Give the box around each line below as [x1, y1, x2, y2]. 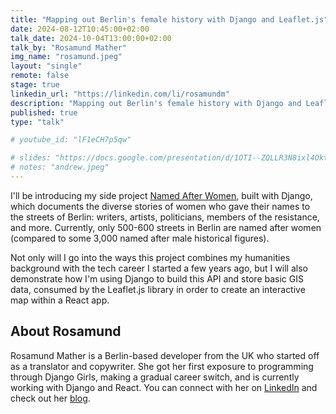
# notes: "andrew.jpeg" [10, 162, 110, 173]
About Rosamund [10, 323, 122, 340]
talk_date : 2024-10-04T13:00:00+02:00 [10, 33, 172, 43]
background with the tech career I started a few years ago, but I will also [10, 262, 308, 274]
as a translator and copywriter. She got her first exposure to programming [10, 360, 314, 372]
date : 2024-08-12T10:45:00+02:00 [10, 24, 150, 34]
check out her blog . [10, 392, 91, 404]
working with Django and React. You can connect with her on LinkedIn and [10, 381, 318, 393]
